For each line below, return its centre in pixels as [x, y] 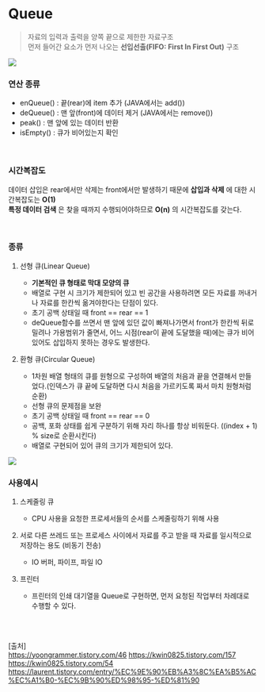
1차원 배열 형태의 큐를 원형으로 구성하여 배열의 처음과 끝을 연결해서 [134, 376]
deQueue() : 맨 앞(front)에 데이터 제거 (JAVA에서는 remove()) [116, 113]
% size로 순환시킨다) [64, 435]
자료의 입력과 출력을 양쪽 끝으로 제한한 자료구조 [100, 37]
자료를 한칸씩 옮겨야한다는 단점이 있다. [99, 302]
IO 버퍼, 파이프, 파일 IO [67, 562]
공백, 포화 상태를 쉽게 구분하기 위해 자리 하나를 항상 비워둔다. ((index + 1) [144, 425]
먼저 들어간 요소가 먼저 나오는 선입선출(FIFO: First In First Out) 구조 [133, 46]
